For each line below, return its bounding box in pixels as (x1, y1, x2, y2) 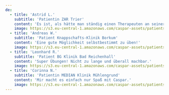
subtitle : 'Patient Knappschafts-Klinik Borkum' (14, 36, 118, 41)
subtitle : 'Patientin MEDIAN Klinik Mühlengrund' (14, 73, 121, 78)
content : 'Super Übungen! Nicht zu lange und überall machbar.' (14, 59, 152, 64)
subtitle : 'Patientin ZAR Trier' (14, 17, 84, 22)
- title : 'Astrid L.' (10, 12, 55, 17)
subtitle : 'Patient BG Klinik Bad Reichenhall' (14, 54, 116, 59)
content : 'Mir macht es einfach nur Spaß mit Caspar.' (14, 77, 132, 82)
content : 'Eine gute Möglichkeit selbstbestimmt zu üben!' (14, 40, 141, 45)
